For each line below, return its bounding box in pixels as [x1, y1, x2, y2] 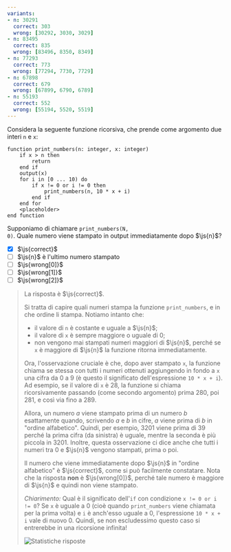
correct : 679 [13, 81, 51, 88]
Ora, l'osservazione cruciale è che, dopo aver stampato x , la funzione [23, 359, 221, 367]
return [32, 158, 51, 165]
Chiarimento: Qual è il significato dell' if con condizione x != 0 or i [23, 494, 217, 503]
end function [7, 212, 45, 219]
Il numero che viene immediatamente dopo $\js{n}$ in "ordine [23, 459, 199, 467]
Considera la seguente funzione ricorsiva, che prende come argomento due [7, 125, 222, 133]
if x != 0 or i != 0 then [32, 182, 107, 189]
